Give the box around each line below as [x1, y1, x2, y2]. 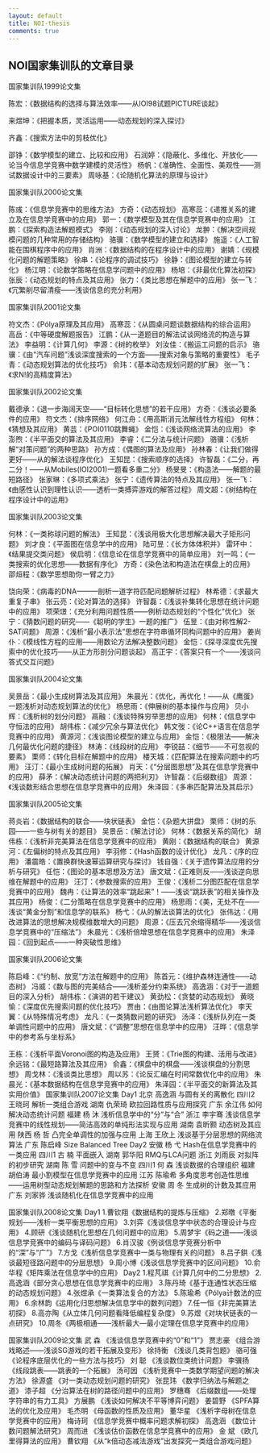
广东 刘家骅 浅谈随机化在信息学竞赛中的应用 [8, 1190, 154, 1200]
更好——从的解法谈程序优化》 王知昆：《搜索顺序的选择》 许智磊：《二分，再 [8, 455, 260, 464]
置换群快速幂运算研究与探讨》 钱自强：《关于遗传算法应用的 [56, 856, 252, 867]
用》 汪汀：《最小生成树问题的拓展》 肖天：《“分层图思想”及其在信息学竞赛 [8, 762, 252, 772]
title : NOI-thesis [8, 19, 70, 27]
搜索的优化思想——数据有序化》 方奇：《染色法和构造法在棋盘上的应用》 [15, 560, 254, 569]
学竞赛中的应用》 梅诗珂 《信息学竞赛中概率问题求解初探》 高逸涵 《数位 [8, 1416, 250, 1426]
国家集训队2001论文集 [8, 302, 81, 312]
